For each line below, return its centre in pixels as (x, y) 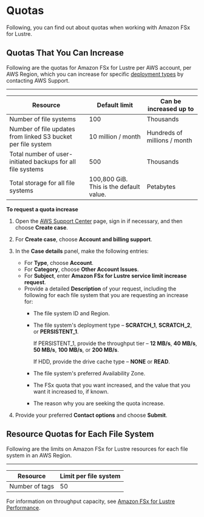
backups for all (54, 162)
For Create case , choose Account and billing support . (84, 239)
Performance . (23, 507)
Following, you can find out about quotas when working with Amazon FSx (98, 27)
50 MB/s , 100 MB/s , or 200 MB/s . (76, 349)
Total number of (32, 154)
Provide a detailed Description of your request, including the (100, 289)
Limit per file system (90, 476)
